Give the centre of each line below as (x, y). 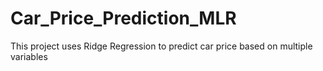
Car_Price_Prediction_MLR (123, 18)
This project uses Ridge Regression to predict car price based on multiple (161, 46)
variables (29, 56)
